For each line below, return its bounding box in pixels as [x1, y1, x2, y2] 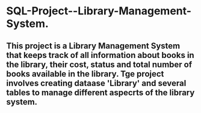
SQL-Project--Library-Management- [6, 4, 191, 18]
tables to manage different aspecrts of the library [6, 87, 195, 97]
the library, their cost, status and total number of [6, 59, 193, 69]
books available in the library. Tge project [6, 69, 164, 79]
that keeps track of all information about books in [6, 50, 194, 60]
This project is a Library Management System [6, 41, 181, 51]
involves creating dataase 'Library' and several [6, 78, 187, 88]
